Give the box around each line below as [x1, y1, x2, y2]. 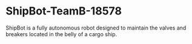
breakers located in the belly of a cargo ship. [5, 30, 118, 37]
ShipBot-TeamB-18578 [5, 4, 122, 18]
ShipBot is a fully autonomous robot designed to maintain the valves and [5, 24, 187, 31]
